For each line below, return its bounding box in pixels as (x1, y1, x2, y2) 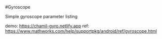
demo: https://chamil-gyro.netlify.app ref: (5, 23, 90, 29)
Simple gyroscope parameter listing (5, 14, 78, 19)
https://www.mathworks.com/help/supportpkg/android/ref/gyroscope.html (5, 28, 157, 34)
